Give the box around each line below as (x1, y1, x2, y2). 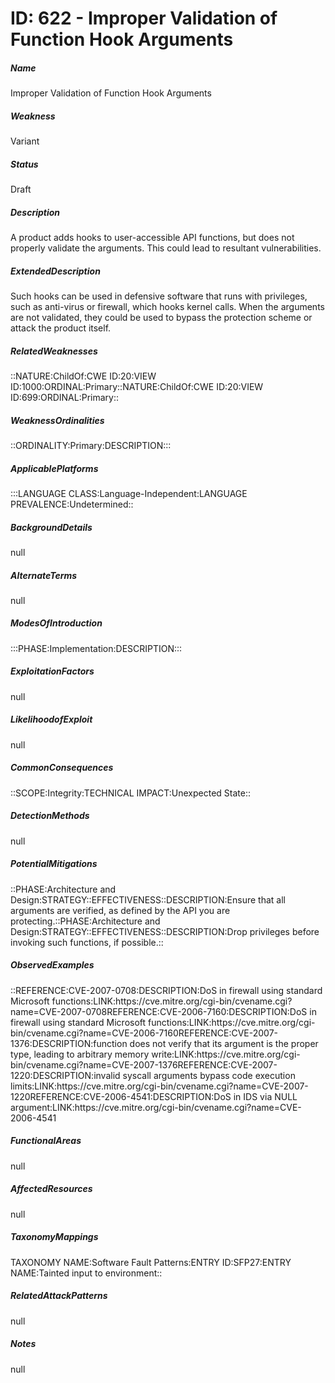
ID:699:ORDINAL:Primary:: (10, 392, 119, 403)
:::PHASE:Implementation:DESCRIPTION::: (10, 642, 183, 654)
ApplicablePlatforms (10, 462, 99, 474)
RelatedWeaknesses (10, 345, 98, 357)
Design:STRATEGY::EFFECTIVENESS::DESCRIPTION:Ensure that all (10, 893, 286, 906)
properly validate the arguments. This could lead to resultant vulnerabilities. (10, 242, 322, 254)
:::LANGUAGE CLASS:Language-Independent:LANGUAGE (10, 487, 248, 499)
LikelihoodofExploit (10, 713, 93, 726)
